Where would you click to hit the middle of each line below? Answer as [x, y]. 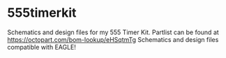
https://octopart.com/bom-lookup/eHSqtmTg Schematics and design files [113, 39]
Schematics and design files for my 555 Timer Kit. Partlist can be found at [113, 32]
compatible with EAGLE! [42, 47]
